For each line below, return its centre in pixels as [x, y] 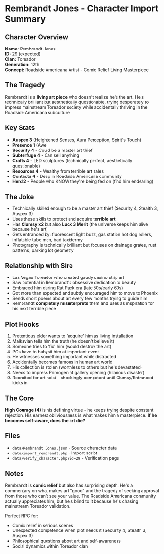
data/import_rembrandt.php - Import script [55, 453]
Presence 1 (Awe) [30, 145]
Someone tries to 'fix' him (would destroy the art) [62, 347]
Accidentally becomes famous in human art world [62, 362]
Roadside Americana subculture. [38, 112]
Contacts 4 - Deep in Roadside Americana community [67, 176]
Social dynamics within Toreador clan [50, 546]
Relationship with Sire [39, 265]
